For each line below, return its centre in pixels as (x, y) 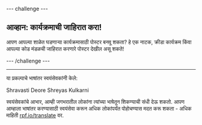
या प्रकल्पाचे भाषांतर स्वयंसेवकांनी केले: (42, 78)
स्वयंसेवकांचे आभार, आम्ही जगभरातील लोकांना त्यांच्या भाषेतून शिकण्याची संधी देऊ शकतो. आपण (95, 102)
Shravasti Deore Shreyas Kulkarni (47, 90)
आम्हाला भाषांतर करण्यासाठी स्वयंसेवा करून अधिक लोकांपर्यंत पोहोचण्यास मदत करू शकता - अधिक (99, 108)
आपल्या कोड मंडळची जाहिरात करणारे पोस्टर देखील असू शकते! (65, 49)
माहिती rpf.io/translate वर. (35, 115)
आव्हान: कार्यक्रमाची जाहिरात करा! (54, 27)
